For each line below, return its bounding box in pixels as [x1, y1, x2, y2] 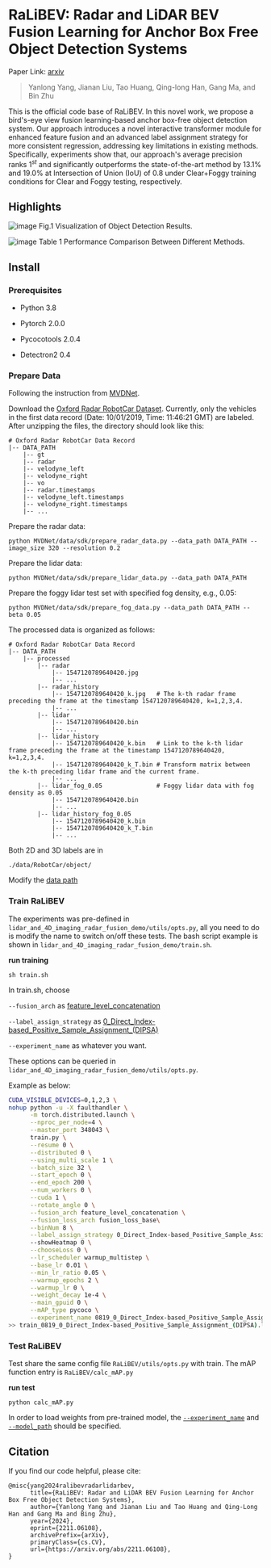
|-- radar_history [37, 683, 99, 691]
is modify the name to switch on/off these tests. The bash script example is [8, 931, 258, 941]
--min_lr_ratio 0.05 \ [29, 1268, 106, 1277]
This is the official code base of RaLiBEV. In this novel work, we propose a [8, 107, 254, 116]
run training [8, 955, 49, 965]
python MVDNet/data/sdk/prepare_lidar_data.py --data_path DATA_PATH [8, 574, 248, 582]
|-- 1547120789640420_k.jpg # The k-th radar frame [51, 690, 236, 698]
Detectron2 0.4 [19, 350, 71, 360]
